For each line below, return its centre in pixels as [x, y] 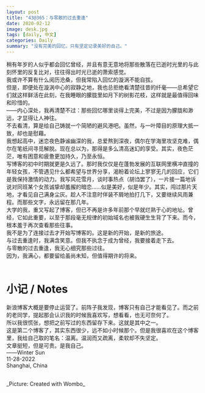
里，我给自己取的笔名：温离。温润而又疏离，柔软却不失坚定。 [84, 338]
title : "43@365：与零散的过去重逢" [47, 18]
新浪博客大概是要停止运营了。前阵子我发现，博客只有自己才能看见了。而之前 [103, 307]
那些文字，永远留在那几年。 [57, 202]
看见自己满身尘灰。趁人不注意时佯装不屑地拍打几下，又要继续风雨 [105, 194]
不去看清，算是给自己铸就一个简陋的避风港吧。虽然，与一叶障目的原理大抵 [100, 125]
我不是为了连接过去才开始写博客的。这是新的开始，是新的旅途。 [86, 233]
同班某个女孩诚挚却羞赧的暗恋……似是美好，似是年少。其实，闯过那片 [104, 187]
